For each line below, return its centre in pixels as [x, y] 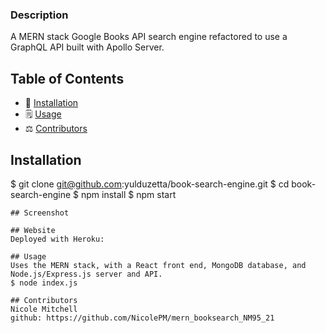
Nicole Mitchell [44, 309]
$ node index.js [44, 283]
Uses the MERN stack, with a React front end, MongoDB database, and [158, 265]
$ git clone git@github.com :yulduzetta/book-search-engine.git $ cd [150, 184]
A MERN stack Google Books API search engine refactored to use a [149, 37]
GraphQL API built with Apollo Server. [87, 47]
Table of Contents [67, 78]
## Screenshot [40, 213]
